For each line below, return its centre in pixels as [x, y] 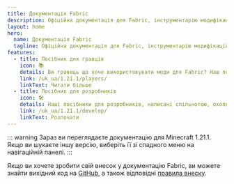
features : [22, 53]
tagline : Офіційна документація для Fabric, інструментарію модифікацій [121, 46]
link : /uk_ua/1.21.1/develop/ [64, 111]
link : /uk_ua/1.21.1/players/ [64, 78]
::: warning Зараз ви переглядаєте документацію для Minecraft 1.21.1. [109, 137]
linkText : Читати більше [56, 85]
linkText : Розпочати [49, 117]
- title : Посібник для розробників [65, 91]
